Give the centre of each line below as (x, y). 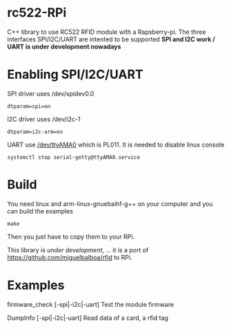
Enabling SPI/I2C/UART (75, 75)
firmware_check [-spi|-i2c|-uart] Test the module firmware (91, 304)
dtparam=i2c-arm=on (35, 132)
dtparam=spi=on (29, 106)
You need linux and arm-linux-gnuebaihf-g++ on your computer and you (110, 204)
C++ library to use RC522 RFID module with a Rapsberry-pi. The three (107, 32)
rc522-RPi (37, 13)
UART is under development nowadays (64, 46)
